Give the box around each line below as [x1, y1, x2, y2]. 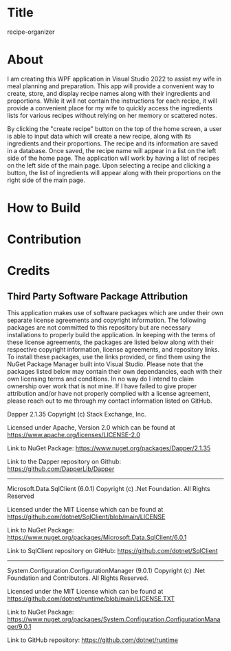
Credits [7, 263, 50, 279]
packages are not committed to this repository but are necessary [7, 323, 191, 332]
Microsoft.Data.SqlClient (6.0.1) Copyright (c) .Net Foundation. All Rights [7, 485, 211, 493]
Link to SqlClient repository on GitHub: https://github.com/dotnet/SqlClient [7, 547, 218, 555]
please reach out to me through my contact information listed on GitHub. [7, 397, 212, 405]
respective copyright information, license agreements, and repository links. [7, 345, 220, 354]
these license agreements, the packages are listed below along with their [7, 338, 214, 346]
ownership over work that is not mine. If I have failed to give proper [7, 382, 197, 390]
